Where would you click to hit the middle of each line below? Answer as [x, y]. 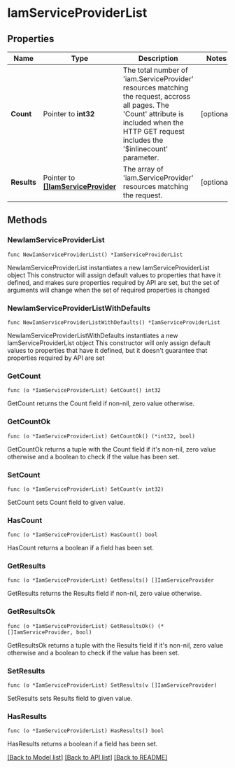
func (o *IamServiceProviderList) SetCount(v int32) [86, 489]
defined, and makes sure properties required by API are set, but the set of [114, 282]
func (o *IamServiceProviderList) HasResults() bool [86, 731]
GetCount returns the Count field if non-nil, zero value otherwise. [101, 403]
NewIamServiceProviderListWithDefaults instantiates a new [93, 335]
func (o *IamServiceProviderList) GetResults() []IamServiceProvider [111, 580]
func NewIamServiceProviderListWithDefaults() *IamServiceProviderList [114, 322]
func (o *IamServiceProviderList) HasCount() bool [83, 535]
